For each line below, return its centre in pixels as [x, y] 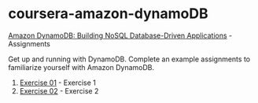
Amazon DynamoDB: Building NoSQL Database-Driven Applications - [120, 35]
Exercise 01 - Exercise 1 [57, 83]
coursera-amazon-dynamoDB [108, 14]
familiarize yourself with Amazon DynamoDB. [81, 67]
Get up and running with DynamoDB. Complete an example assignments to [129, 59]
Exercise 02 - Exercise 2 [59, 90]
